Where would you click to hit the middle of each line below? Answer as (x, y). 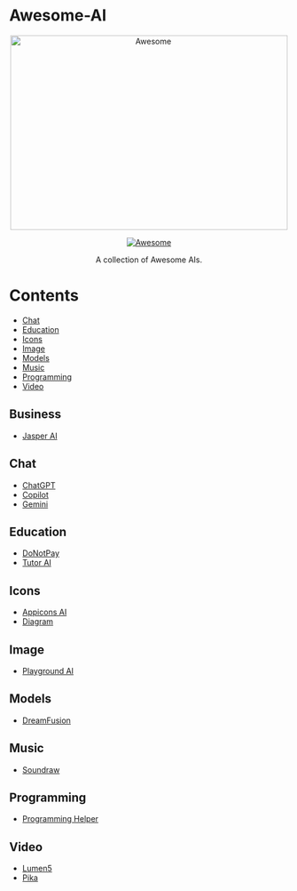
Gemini (35, 504)
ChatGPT (39, 485)
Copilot (35, 494)
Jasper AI (39, 436)
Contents (44, 296)
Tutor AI (36, 563)
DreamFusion (46, 720)
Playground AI (47, 670)
